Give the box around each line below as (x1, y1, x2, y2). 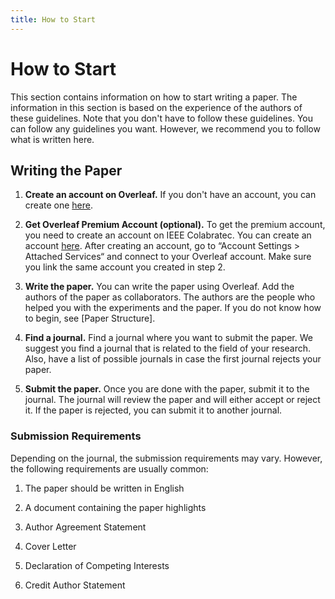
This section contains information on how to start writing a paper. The (10, 91, 298, 103)
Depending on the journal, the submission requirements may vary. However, (10, 452, 323, 464)
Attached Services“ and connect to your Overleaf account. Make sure (24, 251, 312, 263)
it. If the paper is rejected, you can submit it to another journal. (24, 404, 283, 416)
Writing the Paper (10, 162, 123, 179)
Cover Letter (24, 540, 77, 552)
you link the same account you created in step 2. (24, 261, 226, 273)
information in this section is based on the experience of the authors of (10, 101, 303, 113)
